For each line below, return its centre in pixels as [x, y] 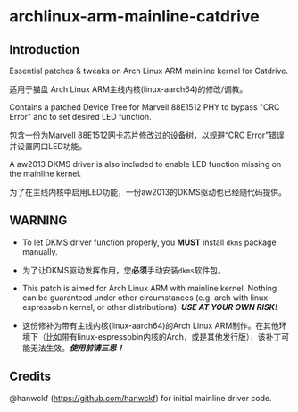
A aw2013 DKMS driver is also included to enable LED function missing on [145, 164]
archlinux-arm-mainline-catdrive [135, 17]
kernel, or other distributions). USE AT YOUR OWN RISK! [174, 307]
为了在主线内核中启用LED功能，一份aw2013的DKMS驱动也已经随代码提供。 [148, 192]
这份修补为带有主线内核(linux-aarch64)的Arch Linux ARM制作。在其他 [150, 325]
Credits [30, 377]
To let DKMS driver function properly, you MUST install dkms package [149, 242]
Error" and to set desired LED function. [80, 117]
